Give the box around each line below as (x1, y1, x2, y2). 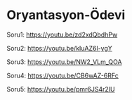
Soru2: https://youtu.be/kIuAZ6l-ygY (6, 44, 113, 52)
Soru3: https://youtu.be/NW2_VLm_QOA (6, 57, 122, 66)
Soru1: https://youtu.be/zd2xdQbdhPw (6, 30, 118, 39)
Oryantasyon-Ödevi (6, 7, 126, 23)
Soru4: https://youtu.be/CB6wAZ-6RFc (6, 71, 119, 80)
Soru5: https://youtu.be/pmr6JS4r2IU (6, 85, 115, 93)
